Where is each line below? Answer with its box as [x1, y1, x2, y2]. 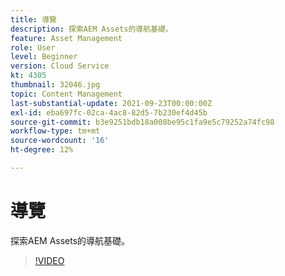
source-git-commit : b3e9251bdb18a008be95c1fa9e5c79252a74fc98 [10, 117, 275, 127]
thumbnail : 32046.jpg [10, 80, 101, 90]
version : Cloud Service [10, 61, 110, 71]
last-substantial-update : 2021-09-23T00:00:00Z [10, 98, 213, 108]
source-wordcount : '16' [10, 136, 110, 146]
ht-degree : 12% [10, 145, 74, 155]
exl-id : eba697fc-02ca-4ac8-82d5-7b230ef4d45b [10, 107, 208, 118]
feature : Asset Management [10, 33, 123, 43]
